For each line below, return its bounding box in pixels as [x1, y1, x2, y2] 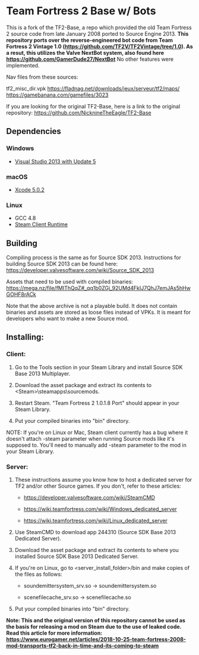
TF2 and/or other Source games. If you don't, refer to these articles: [14, 482, 181, 489]
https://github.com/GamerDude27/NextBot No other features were [6, 55, 174, 63]
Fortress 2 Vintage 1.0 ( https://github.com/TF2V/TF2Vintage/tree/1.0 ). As [6, 43, 193, 50]
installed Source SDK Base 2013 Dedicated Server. [14, 553, 139, 560]
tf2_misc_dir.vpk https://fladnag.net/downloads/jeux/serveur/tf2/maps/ [6, 85, 180, 92]
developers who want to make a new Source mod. [6, 315, 129, 322]
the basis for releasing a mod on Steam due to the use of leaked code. [6, 623, 182, 631]
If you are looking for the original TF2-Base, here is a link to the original [6, 102, 181, 110]
